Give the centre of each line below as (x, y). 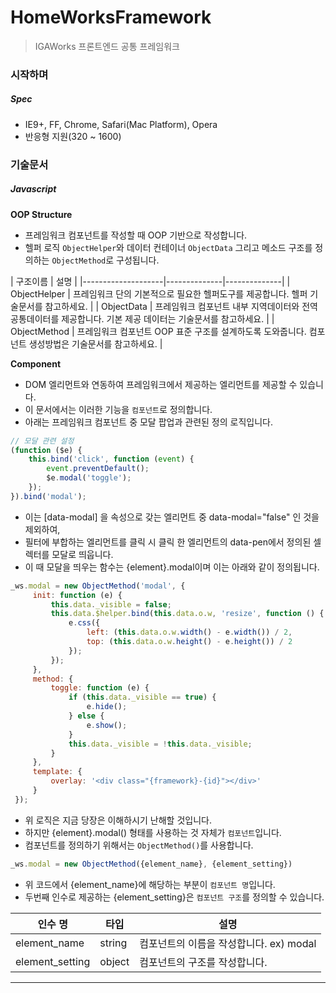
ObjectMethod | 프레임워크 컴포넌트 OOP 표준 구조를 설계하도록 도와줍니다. (158, 331)
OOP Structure (41, 214)
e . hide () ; (107, 707)
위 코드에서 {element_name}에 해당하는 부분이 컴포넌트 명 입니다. (150, 884)
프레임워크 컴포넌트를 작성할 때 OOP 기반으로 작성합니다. (136, 235)
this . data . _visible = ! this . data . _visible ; (160, 744)
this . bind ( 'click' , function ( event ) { (111, 459)
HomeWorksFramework (111, 17)
